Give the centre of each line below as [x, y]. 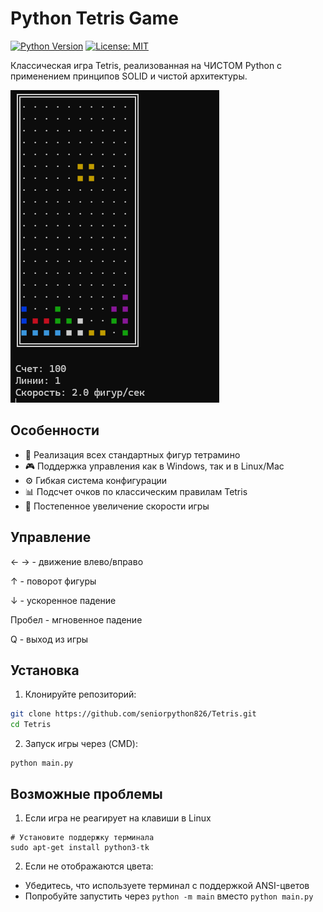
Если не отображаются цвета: [89, 866]
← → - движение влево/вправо [77, 561]
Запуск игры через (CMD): [81, 744]
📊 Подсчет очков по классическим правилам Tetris [136, 491]
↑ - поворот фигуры [53, 581]
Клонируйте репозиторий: [80, 694]
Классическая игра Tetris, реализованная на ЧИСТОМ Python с [146, 65]
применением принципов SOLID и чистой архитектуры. [129, 76]
